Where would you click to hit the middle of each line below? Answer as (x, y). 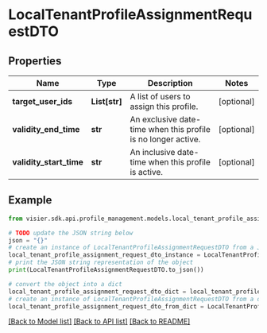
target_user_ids (43, 101)
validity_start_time (48, 162)
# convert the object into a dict (66, 284)
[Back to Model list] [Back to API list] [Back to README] (99, 321)
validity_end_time (46, 129)
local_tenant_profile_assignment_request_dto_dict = (97, 292)
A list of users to (160, 97)
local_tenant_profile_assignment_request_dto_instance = (104, 255)
